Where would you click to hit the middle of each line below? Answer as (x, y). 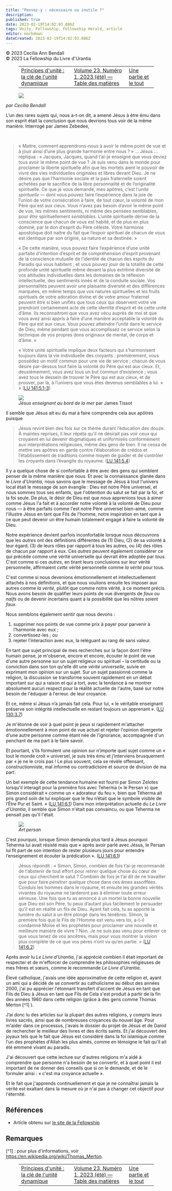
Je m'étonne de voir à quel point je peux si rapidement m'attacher (75, 724)
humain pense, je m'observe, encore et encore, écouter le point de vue (80, 655)
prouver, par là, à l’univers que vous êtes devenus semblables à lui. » (91, 382)
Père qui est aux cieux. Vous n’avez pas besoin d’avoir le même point (91, 205)
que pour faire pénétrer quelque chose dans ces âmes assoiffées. (88, 882)
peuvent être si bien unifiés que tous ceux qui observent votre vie (87, 302)
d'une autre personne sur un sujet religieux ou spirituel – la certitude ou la (83, 661)
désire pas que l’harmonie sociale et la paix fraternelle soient (82, 178)
